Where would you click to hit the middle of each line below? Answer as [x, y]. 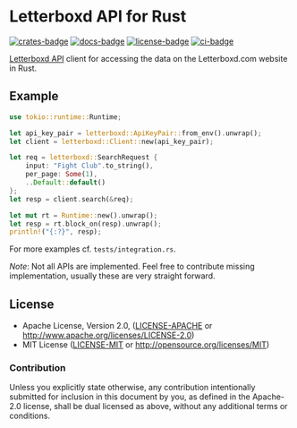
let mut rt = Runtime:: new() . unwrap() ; [84, 215]
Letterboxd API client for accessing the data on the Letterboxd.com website [148, 58]
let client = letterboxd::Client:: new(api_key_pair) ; [112, 141]
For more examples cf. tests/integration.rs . [93, 249]
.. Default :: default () [65, 183]
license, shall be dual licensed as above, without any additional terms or [155, 407]
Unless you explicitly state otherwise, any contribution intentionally [132, 388]
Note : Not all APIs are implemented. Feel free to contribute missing [132, 267]
